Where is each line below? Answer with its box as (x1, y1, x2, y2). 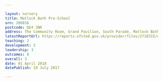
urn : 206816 (5, 20, 29, 25)
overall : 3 (5, 56, 27, 61)
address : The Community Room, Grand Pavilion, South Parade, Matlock (5, 30, 149, 34)
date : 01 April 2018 (5, 61, 47, 66)
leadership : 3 (5, 47, 34, 52)
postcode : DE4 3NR (5, 25, 42, 30)
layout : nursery (5, 11, 38, 16)
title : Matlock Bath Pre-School (5, 16, 70, 21)
